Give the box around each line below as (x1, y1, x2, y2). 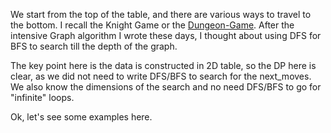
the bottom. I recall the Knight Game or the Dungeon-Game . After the (10, 19, 295, 31)
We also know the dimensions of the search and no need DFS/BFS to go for (10, 81, 322, 93)
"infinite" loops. (10, 92, 75, 103)
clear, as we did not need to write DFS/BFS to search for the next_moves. (10, 70, 312, 82)
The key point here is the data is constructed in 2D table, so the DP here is (10, 60, 317, 71)
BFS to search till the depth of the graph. (10, 40, 178, 52)
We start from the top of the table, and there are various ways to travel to (10, 9, 312, 20)
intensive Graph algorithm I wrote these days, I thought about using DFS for (10, 30, 322, 41)
